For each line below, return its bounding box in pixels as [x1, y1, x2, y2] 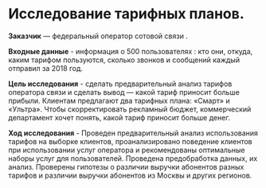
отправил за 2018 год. [8, 63, 84, 72]
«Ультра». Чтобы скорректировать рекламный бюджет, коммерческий [8, 104, 252, 114]
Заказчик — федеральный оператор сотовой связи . [8, 31, 189, 41]
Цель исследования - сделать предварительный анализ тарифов [8, 79, 233, 88]
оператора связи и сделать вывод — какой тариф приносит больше [8, 87, 241, 96]
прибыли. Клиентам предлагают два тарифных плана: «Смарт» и [8, 96, 230, 105]
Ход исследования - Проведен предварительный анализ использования [8, 128, 259, 138]
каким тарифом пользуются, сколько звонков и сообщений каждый [8, 55, 241, 65]
